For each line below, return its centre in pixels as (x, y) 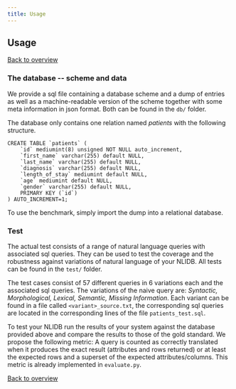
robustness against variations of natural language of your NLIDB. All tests (115, 262)
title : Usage (27, 14)
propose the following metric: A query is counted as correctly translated (113, 342)
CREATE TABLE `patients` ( (47, 143)
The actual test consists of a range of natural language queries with (106, 247)
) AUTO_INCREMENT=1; (38, 199)
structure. (22, 130)
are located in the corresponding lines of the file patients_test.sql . (107, 313)
